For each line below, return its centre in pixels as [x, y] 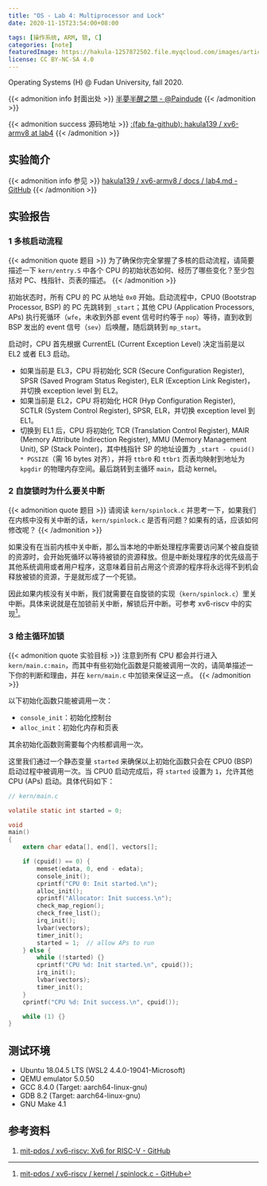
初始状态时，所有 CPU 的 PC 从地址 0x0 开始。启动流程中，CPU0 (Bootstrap [132, 297]
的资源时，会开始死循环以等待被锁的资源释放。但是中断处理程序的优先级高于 [133, 556]
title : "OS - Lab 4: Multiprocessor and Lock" [87, 16]
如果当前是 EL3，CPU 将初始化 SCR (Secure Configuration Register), [132, 370]
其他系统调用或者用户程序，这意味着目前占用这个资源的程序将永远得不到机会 [133, 567]
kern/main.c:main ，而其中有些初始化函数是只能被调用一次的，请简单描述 [127, 665]
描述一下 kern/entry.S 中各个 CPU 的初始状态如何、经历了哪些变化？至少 [128, 270]
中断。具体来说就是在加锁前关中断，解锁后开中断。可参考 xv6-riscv [119, 603]
